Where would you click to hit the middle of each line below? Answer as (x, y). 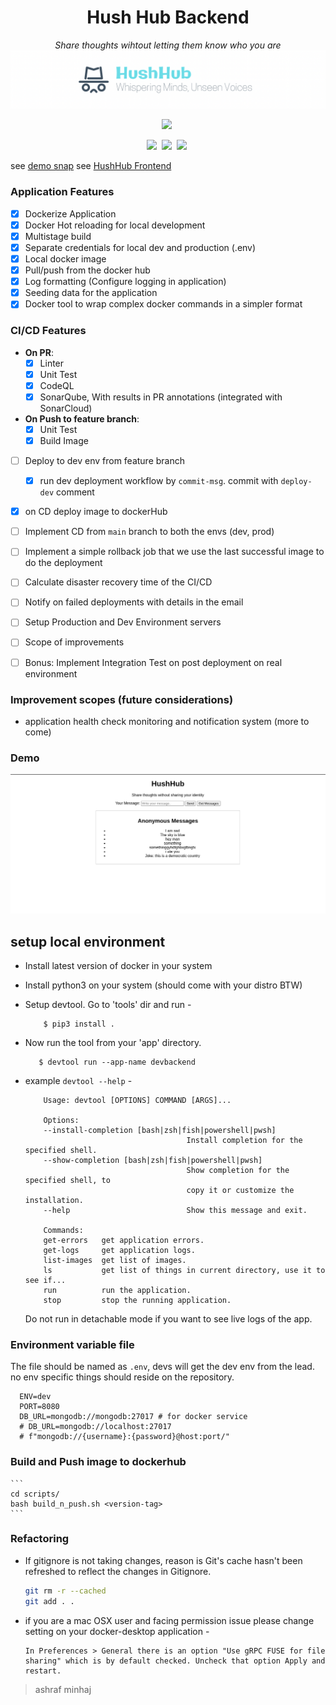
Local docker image (65, 259)
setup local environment (88, 941)
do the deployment (63, 563)
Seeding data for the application (91, 293)
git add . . (49, 1601)
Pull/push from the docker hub (87, 270)
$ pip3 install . (79, 1024)
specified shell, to (67, 1180)
